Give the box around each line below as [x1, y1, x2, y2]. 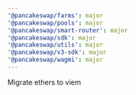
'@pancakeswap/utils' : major [7, 41, 104, 49]
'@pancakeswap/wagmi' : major [7, 56, 104, 64]
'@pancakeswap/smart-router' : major [7, 26, 128, 34]
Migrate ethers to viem [7, 77, 81, 87]
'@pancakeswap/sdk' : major [7, 33, 96, 42]
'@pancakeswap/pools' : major [7, 19, 104, 27]
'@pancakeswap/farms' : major [7, 11, 104, 20]
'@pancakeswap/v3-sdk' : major [7, 48, 108, 56]
